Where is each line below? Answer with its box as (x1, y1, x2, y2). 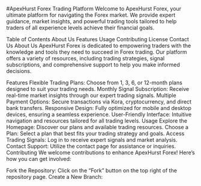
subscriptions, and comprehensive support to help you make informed (6, 61, 180, 68)
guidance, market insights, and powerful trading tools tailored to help (6, 18, 177, 25)
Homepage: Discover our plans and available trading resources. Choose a (6, 124, 189, 130)
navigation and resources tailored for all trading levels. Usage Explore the (6, 117, 188, 124)
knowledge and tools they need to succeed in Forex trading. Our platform (6, 48, 187, 56)
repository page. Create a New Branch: (6, 173, 103, 180)
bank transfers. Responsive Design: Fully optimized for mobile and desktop (6, 105, 192, 111)
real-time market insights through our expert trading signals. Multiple (6, 92, 176, 99)
